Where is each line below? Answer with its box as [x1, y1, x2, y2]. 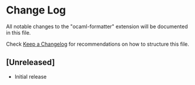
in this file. [6, 29, 31, 36]
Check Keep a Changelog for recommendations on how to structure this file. [6, 40, 190, 47]
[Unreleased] [6, 57, 55, 67]
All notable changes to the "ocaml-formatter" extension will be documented [6, 23, 188, 30]
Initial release [14, 73, 47, 80]
